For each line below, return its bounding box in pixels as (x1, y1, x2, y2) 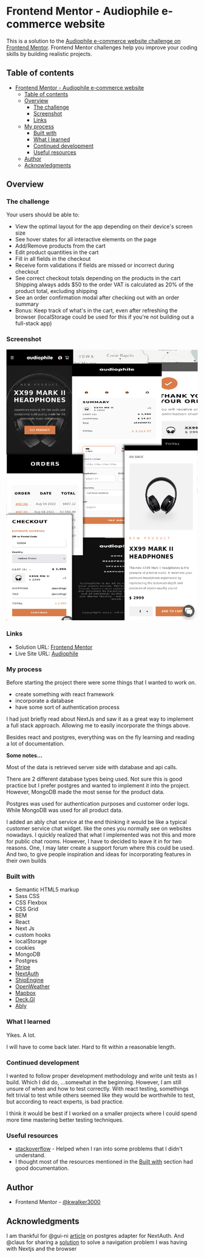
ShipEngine (15, 976, 44, 984)
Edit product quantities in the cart (15, 249, 99, 256)
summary (15, 300, 39, 308)
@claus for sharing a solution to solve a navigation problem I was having (6, 1239, 188, 1246)
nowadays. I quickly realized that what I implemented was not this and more (6, 831, 196, 838)
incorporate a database (15, 697, 74, 705)
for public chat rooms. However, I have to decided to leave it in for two (6, 838, 182, 845)
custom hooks (15, 931, 51, 939)
